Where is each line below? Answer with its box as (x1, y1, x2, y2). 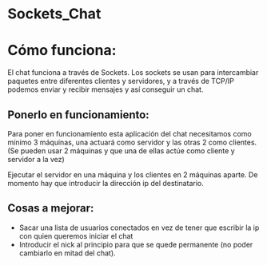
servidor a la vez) (7, 154, 65, 164)
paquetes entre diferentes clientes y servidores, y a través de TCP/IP (7, 77, 235, 86)
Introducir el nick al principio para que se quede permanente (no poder (18, 239, 253, 249)
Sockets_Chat (7, 5, 102, 23)
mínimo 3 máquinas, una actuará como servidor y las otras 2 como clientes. (7, 137, 257, 147)
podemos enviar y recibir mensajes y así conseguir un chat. (7, 85, 204, 94)
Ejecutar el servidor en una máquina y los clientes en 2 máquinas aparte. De (7, 169, 258, 180)
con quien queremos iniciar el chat (18, 231, 133, 240)
